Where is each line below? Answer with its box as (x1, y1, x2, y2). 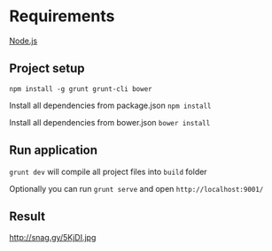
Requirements (9, 6, 115, 27)
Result (9, 209, 46, 224)
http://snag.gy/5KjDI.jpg (9, 232, 97, 243)
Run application (9, 143, 98, 158)
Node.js (9, 35, 38, 46)
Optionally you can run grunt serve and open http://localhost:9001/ (9, 183, 264, 194)
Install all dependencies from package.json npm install (9, 100, 212, 110)
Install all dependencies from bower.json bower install (9, 117, 211, 127)
